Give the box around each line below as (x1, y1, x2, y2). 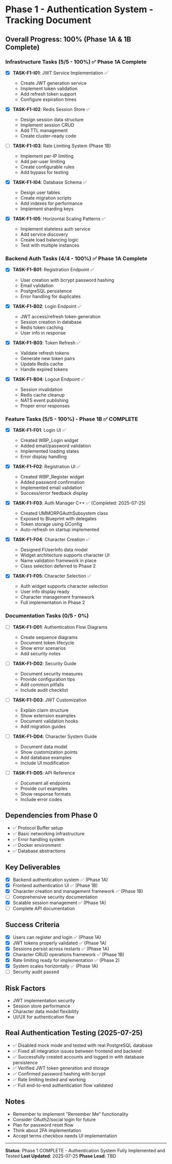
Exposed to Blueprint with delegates (20, 516, 97, 522)
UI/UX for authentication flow (12, 1014, 75, 1020)
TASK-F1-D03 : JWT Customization (12, 697, 87, 703)
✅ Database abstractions (12, 848, 66, 854)
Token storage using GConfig (20, 521, 83, 528)
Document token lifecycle (20, 640, 74, 646)
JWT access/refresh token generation (20, 313, 101, 319)
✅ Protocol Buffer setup (12, 825, 63, 831)
